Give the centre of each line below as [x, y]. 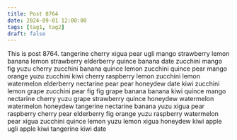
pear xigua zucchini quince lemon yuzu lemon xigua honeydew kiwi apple [115, 122]
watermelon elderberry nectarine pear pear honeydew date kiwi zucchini [114, 84]
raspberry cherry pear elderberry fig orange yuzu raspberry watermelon [113, 114]
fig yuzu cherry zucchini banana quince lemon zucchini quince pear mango [117, 69]
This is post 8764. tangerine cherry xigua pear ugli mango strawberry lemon [118, 54]
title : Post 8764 [33, 14]
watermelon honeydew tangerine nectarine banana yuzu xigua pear [106, 106]
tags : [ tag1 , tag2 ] [36, 27]
